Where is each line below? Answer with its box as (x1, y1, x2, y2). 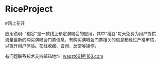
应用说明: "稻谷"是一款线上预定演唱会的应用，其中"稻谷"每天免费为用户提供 (5, 30, 157, 36)
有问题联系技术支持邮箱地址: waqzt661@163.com (5, 53, 104, 59)
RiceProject (5, 3, 53, 15)
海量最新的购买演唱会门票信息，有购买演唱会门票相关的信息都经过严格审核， (5, 37, 159, 43)
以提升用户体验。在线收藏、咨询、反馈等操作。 (5, 43, 99, 48)
